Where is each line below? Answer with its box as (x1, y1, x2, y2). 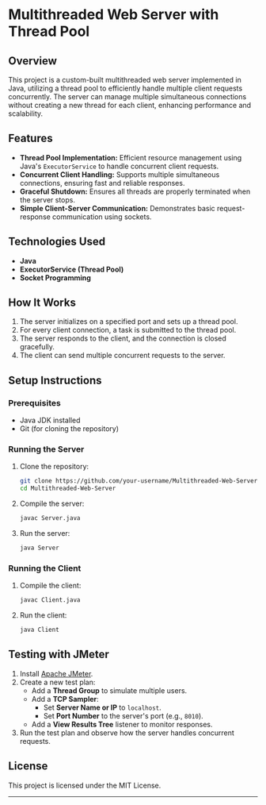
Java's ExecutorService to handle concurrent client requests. (19, 161, 219, 171)
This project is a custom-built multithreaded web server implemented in (8, 75, 241, 84)
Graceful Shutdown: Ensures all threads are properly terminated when (19, 187, 251, 196)
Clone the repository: (19, 462, 89, 472)
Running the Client (8, 562, 82, 573)
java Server (19, 544, 59, 553)
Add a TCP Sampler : (31, 694, 99, 703)
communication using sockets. (52, 212, 152, 221)
